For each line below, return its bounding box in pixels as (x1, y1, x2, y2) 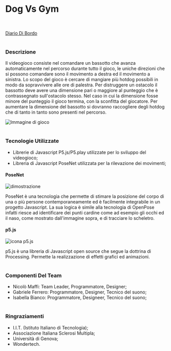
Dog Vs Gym (5, 3, 59, 15)
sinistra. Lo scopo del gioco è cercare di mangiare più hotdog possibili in (5, 77, 159, 83)
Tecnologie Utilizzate (5, 137, 59, 144)
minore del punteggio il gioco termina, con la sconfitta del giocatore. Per (5, 98, 158, 104)
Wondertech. (12, 341, 40, 347)
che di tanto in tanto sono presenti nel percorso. (5, 109, 106, 116)
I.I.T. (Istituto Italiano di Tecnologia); (12, 324, 89, 330)
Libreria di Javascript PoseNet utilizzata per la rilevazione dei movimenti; (12, 160, 166, 166)
